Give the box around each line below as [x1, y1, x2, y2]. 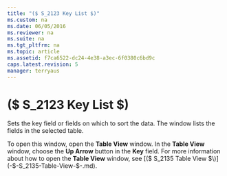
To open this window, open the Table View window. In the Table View [7, 140, 205, 148]
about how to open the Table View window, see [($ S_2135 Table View [7, 155, 207, 163]
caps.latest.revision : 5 [7, 61, 78, 68]
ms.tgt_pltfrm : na [7, 42, 60, 49]
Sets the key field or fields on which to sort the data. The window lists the [7, 119, 215, 127]
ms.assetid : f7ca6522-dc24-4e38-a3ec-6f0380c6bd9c [7, 55, 155, 62]
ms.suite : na [7, 36, 45, 42]
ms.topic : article [7, 49, 60, 55]
